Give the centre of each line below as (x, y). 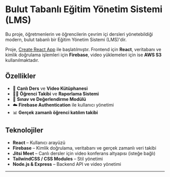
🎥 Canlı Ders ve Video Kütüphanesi (50, 88)
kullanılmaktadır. (22, 60)
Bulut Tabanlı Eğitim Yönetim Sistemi (84, 9)
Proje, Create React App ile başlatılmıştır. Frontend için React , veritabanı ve (83, 49)
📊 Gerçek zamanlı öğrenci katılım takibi (55, 112)
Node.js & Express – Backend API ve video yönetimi (67, 164)
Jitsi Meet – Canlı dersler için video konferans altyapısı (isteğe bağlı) (84, 153)
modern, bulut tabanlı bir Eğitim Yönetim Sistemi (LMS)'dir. (66, 40)
